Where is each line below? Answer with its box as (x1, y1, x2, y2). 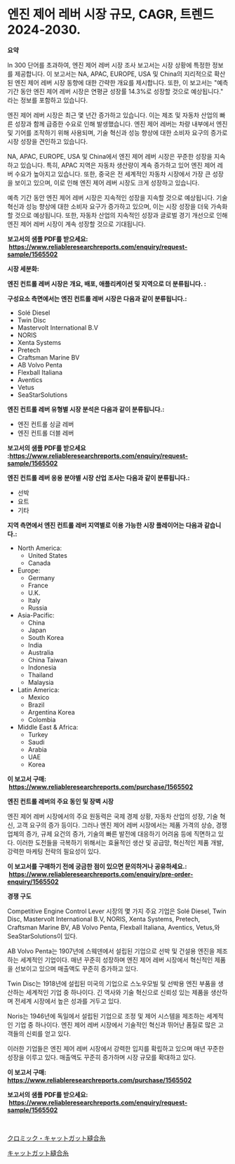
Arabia (27, 745, 48, 754)
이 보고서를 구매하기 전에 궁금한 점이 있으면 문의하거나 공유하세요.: (7, 862, 187, 870)
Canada (27, 558, 51, 567)
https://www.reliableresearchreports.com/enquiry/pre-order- (8, 870, 194, 878)
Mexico (27, 693, 50, 701)
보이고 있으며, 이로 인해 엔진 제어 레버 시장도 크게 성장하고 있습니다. (14, 178, 200, 187)
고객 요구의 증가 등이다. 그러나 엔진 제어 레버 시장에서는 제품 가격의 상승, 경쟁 (16, 820, 228, 829)
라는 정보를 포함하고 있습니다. (7, 96, 88, 104)
